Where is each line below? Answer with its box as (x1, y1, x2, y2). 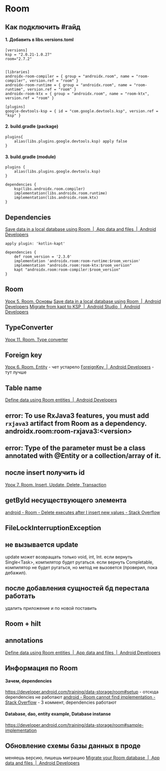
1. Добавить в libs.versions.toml (5, 37, 74, 43)
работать (5, 592, 36, 600)
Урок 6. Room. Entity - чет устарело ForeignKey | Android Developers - (5, 364, 154, 370)
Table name (5, 384, 42, 392)
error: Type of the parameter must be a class (5, 444, 146, 453)
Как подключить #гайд (5, 23, 81, 31)
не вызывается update (5, 541, 78, 549)
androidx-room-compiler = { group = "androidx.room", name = (5, 74, 134, 79)
